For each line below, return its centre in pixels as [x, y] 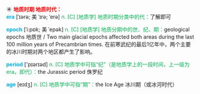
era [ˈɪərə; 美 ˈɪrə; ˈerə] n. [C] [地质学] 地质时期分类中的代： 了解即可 [89, 17]
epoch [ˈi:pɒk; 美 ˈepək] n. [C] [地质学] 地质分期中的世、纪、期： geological [98, 29]
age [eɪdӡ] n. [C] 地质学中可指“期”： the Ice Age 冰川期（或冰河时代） [92, 84]
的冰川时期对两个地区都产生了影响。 [51, 52]
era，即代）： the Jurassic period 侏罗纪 [54, 72]
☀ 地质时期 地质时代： [34, 9]
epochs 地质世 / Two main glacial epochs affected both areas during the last [100, 37]
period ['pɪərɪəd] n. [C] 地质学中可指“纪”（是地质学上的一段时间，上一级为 [98, 64]
